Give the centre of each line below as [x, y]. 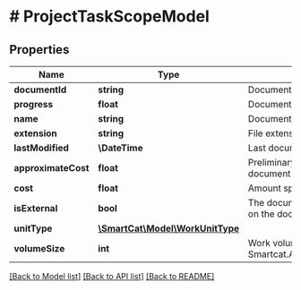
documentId [40, 90]
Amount [265, 188]
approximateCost [52, 168]
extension [35, 133]
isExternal [36, 208]
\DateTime [120, 148]
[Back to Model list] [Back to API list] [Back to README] [112, 276]
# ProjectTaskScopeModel [110, 17]
